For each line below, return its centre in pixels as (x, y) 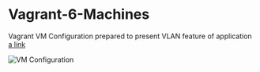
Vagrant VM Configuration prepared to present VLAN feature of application (130, 36)
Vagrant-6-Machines (79, 14)
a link (17, 44)
